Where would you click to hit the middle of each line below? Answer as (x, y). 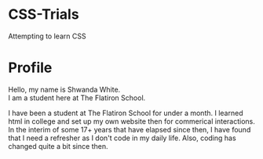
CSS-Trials (44, 14)
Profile (30, 68)
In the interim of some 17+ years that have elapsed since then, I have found (130, 129)
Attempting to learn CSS (47, 36)
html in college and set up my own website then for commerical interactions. (131, 121)
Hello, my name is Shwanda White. (64, 89)
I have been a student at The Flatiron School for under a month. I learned (126, 113)
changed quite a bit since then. (58, 146)
